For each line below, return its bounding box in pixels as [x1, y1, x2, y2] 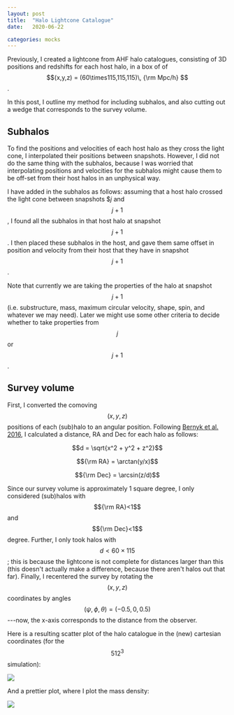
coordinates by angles [7, 594, 71, 602]
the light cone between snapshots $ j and [7, 195, 125, 204]
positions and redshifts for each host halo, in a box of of [7, 62, 168, 71]
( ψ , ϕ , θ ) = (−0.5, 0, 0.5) [83, 604, 152, 613]
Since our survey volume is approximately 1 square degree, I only [7, 484, 195, 493]
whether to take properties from [7, 318, 99, 327]
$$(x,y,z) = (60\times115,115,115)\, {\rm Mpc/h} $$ [46, 73, 189, 82]
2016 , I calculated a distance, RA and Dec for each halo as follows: [7, 430, 199, 438]
